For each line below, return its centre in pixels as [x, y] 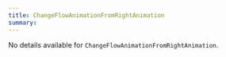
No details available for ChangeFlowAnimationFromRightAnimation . [113, 45]
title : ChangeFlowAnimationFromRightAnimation [86, 15]
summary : [23, 23]
